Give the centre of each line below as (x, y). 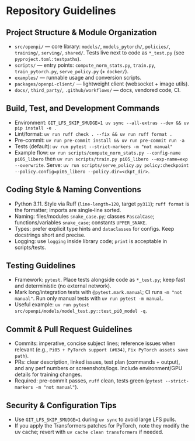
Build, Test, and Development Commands (83, 109)
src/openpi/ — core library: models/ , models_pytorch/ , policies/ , (92, 46)
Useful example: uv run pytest (52, 305)
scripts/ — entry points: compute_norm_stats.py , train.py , (85, 65)
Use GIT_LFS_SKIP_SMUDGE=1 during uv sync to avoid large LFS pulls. (95, 419)
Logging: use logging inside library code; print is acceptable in (91, 241)
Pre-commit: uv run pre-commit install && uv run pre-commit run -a (100, 140)
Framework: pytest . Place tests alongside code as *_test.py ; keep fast (100, 280)
